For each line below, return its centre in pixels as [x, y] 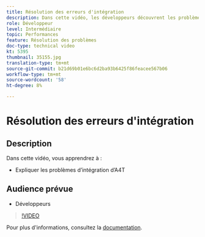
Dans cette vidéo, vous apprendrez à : [54, 158]
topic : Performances [33, 35]
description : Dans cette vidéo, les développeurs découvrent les [91, 18]
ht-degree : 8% [24, 86]
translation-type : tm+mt [38, 63]
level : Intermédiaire [34, 29]
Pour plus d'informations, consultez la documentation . [74, 227]
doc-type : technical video [41, 46]
